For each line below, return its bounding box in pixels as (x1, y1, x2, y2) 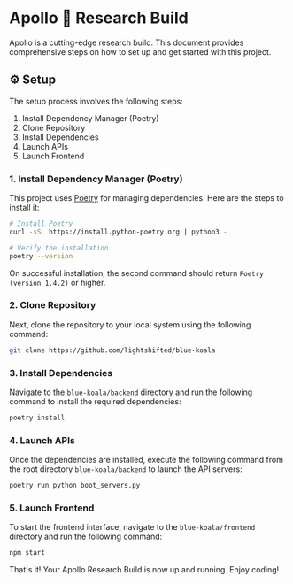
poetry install (9, 413, 66, 423)
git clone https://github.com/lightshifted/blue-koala (9, 345, 216, 355)
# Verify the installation (9, 243, 109, 252)
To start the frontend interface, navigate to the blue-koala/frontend (9, 522, 256, 533)
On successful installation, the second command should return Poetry (9, 267, 264, 278)
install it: (9, 203, 40, 213)
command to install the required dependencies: (9, 396, 181, 407)
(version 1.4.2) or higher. (9, 277, 106, 288)
